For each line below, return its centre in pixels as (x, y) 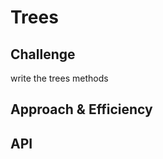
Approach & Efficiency (81, 109)
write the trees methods (59, 78)
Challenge (43, 54)
